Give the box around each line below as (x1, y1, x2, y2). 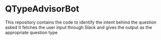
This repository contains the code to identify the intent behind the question (5, 19, 157, 25)
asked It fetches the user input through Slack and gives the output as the (5, 24, 152, 30)
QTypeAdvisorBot (5, 3, 80, 14)
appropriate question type (5, 29, 58, 35)
